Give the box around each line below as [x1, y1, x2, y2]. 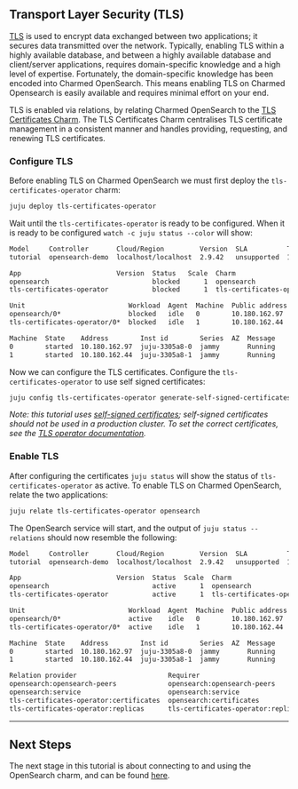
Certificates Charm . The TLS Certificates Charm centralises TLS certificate [9, 114, 283, 124]
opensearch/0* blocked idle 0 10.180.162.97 [9, 310, 284, 319]
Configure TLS [9, 155, 74, 167]
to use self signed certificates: [94, 376, 206, 387]
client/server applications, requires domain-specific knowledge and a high [9, 59, 281, 69]
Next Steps [9, 737, 72, 753]
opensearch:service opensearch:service [9, 688, 240, 697]
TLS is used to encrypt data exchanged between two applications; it [9, 30, 258, 41]
